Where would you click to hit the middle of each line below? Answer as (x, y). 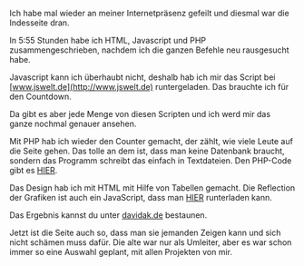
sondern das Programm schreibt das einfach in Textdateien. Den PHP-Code (151, 161)
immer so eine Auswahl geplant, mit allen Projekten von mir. (121, 252)
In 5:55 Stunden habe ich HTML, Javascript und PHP (108, 40)
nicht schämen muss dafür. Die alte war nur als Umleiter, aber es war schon (151, 242)
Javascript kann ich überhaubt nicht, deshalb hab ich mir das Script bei (142, 77)
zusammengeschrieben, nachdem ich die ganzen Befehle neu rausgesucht (149, 50)
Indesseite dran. (39, 23)
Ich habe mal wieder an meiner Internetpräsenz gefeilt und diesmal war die (149, 13)
